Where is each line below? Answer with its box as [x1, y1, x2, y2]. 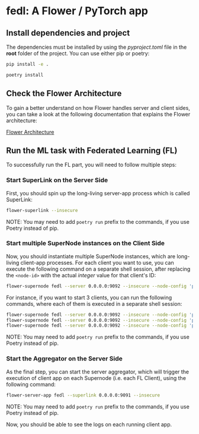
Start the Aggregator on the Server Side [6, 354, 123, 363]
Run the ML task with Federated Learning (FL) [6, 145, 178, 156]
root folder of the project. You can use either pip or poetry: [6, 50, 150, 57]
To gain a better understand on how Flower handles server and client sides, [6, 104, 191, 111]
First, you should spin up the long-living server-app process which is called [6, 189, 190, 197]
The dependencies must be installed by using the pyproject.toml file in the [6, 43, 187, 50]
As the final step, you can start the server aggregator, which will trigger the [6, 368, 190, 375]
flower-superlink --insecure [6, 207, 78, 213]
